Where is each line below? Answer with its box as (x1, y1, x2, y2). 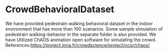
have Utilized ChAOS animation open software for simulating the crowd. (5, 37, 157, 43)
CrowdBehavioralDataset (5, 4, 114, 15)
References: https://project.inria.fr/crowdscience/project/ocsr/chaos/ (5, 42, 150, 48)
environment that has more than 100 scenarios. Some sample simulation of (5, 25, 163, 32)
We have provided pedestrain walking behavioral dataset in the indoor (5, 20, 153, 26)
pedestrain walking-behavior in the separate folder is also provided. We (5, 31, 156, 37)
